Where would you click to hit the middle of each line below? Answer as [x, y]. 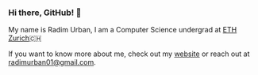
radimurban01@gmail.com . [52, 62]
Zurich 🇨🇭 [25, 38]
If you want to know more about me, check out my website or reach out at [129, 54]
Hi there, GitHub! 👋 [45, 13]
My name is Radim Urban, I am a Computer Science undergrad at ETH [123, 30]
